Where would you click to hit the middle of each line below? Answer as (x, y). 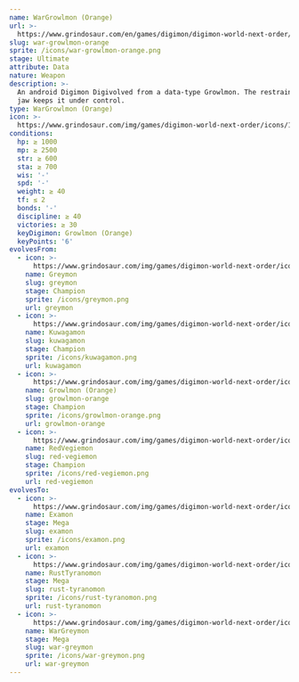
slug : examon (49, 531)
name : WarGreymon (57, 631)
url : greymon (49, 308)
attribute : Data (39, 68)
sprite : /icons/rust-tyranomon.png (91, 598)
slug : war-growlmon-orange (59, 42)
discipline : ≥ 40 (49, 216)
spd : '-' (33, 184)
